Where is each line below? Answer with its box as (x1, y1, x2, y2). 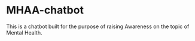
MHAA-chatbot (6, 4, 84, 17)
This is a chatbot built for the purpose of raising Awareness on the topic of (6, 23, 190, 30)
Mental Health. (6, 29, 42, 36)
